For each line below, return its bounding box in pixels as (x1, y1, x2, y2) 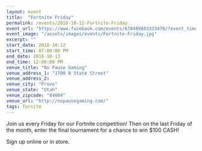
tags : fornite (6, 103, 42, 110)
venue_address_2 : (6, 75, 50, 81)
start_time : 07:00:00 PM (6, 48, 69, 54)
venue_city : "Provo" (6, 81, 58, 87)
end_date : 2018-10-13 (6, 53, 61, 59)
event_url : (6, 25, 34, 32)
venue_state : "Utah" (6, 87, 58, 93)
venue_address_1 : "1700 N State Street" (6, 70, 109, 76)
